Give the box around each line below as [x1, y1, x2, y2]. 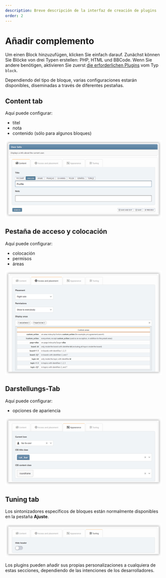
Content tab [5, 97, 43, 105]
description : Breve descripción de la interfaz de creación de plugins [5, 8, 157, 13]
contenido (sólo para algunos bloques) [12, 130, 92, 136]
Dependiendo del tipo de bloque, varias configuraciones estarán [5, 77, 137, 83]
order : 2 [5, 13, 23, 18]
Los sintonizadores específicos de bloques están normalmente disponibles [5, 508, 159, 514]
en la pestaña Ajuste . [5, 513, 49, 519]
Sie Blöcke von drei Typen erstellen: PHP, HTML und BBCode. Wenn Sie [5, 57, 153, 63]
